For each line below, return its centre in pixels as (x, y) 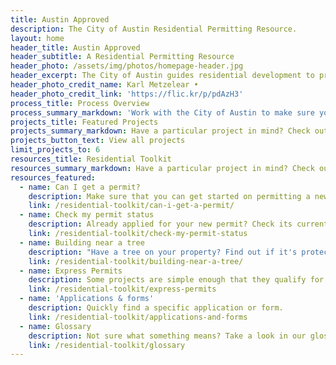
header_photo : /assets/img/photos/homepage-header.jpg (127, 66)
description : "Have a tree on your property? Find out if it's (163, 252)
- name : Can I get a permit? (80, 187)
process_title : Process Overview (80, 103)
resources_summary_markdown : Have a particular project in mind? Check (162, 168)
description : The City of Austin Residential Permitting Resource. (154, 29)
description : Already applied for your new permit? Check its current (178, 224)
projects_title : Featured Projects (84, 122)
